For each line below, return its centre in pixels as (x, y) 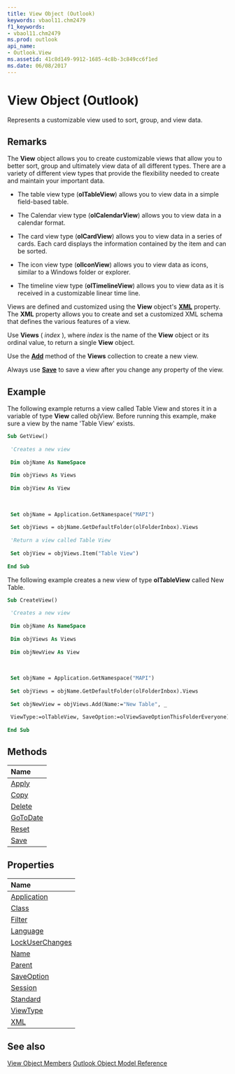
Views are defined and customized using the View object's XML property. (114, 307)
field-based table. (43, 202)
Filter (19, 919)
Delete (22, 806)
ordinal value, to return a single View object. (71, 343)
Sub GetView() (28, 437)
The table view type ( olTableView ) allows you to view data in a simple (118, 195)
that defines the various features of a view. (69, 322)
